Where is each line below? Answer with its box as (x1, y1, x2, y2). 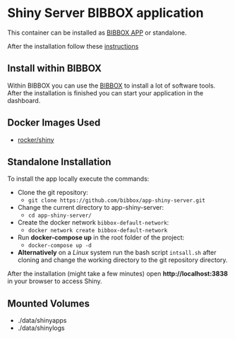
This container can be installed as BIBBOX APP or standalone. (7, 28, 187, 37)
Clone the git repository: (17, 189, 88, 197)
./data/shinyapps (17, 316, 67, 325)
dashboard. (7, 96, 41, 105)
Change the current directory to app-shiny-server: (17, 203, 164, 212)
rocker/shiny (17, 136, 54, 144)
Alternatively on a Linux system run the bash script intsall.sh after (17, 249, 217, 257)
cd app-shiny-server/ (28, 212, 92, 220)
